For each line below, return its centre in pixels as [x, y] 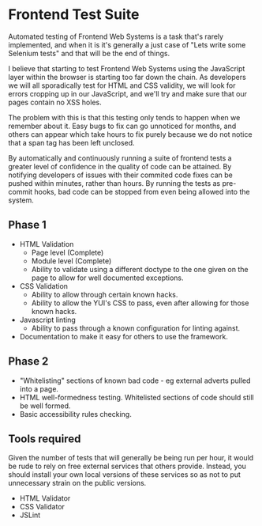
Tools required [45, 439]
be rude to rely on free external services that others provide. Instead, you [127, 466]
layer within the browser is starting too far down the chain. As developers [127, 77]
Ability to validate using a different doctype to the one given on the [140, 269]
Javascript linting [48, 320]
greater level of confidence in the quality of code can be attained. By [120, 166]
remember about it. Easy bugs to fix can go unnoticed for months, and [122, 126]
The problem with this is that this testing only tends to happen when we [124, 117]
